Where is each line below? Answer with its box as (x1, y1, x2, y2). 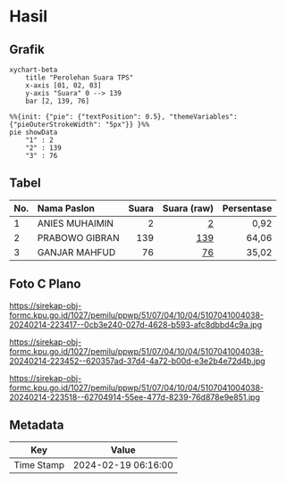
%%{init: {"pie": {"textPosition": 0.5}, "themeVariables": (9, 112, 239, 121)
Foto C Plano (9, 277, 81, 292)
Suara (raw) (162, 202, 214, 214)
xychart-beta (9, 65, 58, 74)
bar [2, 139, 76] (25, 96, 90, 105)
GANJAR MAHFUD (37, 246, 116, 258)
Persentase (222, 202, 273, 214)
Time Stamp (13, 459, 65, 471)
